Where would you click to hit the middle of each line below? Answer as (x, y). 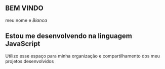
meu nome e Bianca (26, 20)
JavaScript (23, 44)
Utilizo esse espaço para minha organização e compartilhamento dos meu (83, 56)
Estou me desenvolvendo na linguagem (69, 36)
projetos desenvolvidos (30, 61)
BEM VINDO (25, 8)
